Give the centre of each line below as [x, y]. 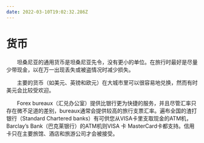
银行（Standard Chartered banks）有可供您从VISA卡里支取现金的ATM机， [99, 118]
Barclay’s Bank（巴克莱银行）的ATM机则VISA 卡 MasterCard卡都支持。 [95, 126]
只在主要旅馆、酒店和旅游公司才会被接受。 [65, 133]
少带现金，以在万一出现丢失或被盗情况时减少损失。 [70, 69]
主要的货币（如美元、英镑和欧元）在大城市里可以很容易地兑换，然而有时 [107, 82]
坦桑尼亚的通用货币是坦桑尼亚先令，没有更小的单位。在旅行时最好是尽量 [107, 62]
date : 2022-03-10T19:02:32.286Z [47, 12]
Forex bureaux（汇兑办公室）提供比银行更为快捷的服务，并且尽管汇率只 [107, 103]
